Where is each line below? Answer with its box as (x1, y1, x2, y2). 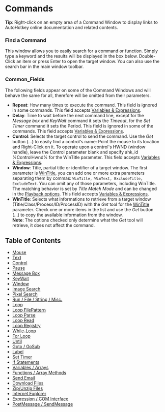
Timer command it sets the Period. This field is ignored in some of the (12, 123, 154, 128)
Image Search (12, 286, 41, 292)
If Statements (12, 359, 40, 365)
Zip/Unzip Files (12, 385, 43, 391)
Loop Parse (12, 312, 36, 318)
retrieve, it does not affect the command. (12, 222, 95, 228)
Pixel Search (12, 291, 38, 297)
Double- (139, 53, 156, 59)
